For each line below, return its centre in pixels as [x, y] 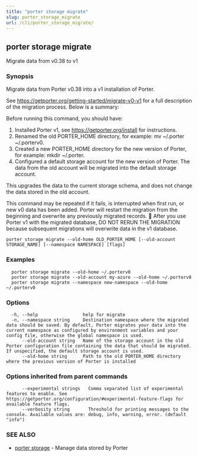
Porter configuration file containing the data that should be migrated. [99, 346]
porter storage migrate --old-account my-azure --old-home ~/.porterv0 [102, 277]
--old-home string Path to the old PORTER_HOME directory [101, 357]
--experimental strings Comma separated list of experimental [103, 389]
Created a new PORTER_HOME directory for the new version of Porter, [100, 149]
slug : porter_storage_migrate [43, 17]
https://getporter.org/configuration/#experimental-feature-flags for [95, 399]
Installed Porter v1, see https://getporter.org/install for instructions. [96, 130]
